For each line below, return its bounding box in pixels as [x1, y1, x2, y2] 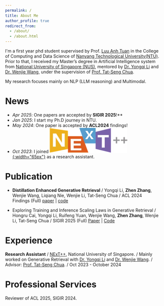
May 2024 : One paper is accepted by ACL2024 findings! [12, 122, 128, 128]
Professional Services [5, 279, 97, 290]
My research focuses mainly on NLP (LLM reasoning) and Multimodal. [5, 79, 146, 84]
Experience [5, 235, 53, 246]
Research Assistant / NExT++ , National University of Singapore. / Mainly [5, 251, 153, 257]
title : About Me [5, 13, 38, 18]
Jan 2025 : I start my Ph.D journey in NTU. [12, 117, 97, 123]
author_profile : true [5, 18, 50, 23]
